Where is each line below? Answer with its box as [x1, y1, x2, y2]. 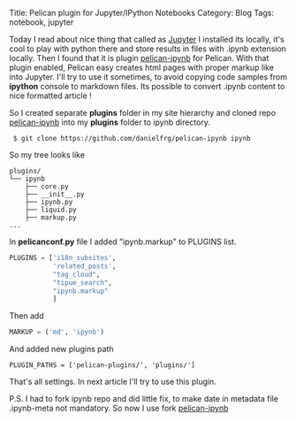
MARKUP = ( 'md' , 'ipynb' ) [9, 327, 104, 337]
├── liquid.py [25, 205, 77, 214]
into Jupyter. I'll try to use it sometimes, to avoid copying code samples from [9, 72, 287, 82]
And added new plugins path [9, 344, 114, 355]
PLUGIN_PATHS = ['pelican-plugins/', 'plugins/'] [9, 361, 196, 370]
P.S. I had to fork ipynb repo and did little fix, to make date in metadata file [9, 394, 278, 404]
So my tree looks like [9, 150, 86, 160]
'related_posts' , [52, 261, 117, 271]
